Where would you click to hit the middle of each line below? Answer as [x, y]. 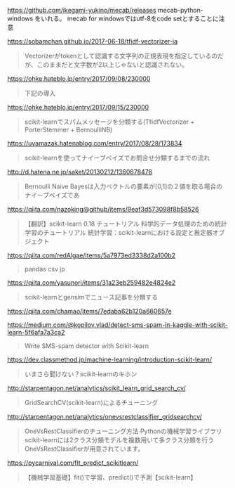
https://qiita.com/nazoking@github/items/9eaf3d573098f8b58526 [103, 209]
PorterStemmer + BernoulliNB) [68, 130]
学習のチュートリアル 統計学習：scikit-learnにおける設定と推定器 [118, 232]
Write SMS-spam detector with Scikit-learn [87, 346]
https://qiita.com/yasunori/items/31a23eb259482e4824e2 [92, 283]
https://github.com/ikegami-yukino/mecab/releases [82, 10]
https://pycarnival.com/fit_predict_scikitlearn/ [73, 463]
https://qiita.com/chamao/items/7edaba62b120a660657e [89, 311]
